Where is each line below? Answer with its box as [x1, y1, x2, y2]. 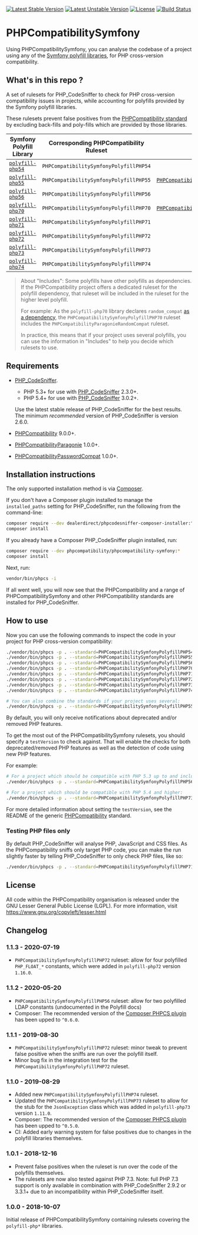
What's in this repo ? [6, 75, 84, 85]
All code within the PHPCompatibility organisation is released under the [6, 896, 180, 903]
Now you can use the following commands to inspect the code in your [6, 631, 176, 639]
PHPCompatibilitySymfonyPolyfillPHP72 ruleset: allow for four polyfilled [14, 956, 187, 963]
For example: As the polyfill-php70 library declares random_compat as [20, 307, 190, 315]
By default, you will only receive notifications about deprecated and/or [6, 714, 177, 721]
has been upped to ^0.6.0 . [14, 1016, 80, 1023]
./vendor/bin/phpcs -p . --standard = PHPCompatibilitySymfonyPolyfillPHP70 [6, 666, 194, 672]
